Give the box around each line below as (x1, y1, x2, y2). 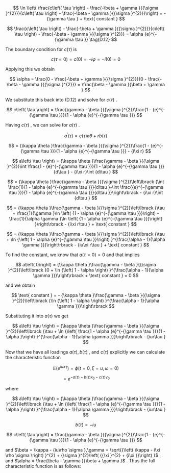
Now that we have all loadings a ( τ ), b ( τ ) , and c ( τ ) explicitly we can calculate (5, 348, 165, 355)
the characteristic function (5, 354, 61, 360)
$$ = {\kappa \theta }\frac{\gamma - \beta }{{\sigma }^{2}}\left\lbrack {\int (7, 179, 164, 185)
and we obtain (5, 282, 36, 288)
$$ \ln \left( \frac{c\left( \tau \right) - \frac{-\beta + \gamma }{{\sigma (13, 5, 159, 11)
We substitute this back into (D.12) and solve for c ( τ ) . (5, 97, 117, 103)
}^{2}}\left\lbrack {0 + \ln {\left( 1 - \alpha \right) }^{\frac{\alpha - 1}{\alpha (8, 267, 164, 273)
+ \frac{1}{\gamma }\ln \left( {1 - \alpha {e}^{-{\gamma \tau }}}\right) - (12, 210, 159, 216)
